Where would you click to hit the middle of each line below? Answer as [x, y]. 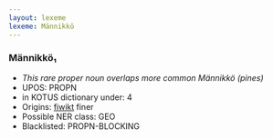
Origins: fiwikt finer [58, 106]
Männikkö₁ [32, 58]
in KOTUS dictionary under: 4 [77, 97]
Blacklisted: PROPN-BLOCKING [81, 126]
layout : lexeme [37, 18]
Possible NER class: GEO [68, 116]
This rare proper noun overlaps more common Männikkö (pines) [142, 77]
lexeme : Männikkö [42, 26]
